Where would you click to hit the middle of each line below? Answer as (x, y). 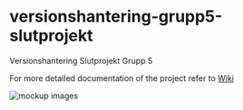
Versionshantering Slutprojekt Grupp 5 (81, 60)
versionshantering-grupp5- (116, 17)
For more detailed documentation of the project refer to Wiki (121, 78)
